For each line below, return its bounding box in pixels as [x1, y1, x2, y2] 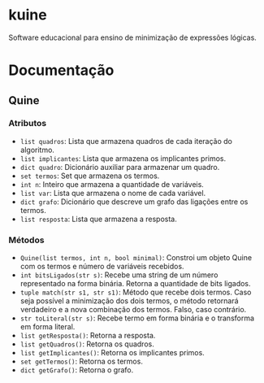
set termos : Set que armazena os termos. [19, 171, 160, 181]
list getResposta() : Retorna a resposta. [19, 331, 156, 341]
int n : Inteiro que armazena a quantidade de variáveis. [19, 179, 205, 189]
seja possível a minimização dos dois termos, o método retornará [19, 296, 239, 306]
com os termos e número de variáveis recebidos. [19, 262, 184, 272]
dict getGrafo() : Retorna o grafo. [19, 365, 134, 375]
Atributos [8, 118, 47, 129]
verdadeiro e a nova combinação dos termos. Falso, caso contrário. [19, 305, 247, 315]
